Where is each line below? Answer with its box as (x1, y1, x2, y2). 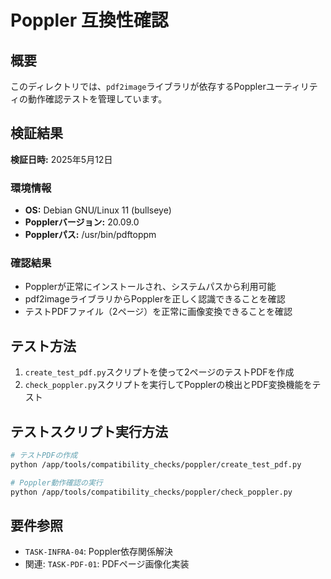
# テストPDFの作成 (10, 451, 78, 461)
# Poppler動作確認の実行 (10, 477, 103, 488)
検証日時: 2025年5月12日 (10, 153, 113, 165)
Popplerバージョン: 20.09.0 (24, 216, 140, 228)
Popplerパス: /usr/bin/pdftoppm (24, 229, 157, 241)
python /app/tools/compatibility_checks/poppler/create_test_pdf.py (10, 459, 302, 470)
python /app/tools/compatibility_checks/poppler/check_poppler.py (10, 487, 293, 497)
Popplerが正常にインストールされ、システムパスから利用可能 (24, 281, 277, 293)
